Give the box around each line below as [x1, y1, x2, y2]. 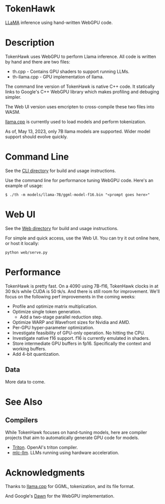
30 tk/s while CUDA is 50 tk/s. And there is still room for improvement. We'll [5, 288, 160, 294]
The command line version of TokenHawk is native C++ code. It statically [5, 83, 155, 89]
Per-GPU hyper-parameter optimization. [12, 324, 94, 330]
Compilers [5, 416, 38, 425]
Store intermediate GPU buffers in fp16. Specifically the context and [12, 340, 151, 346]
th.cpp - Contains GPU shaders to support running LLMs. [12, 68, 130, 74]
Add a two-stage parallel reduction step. [19, 314, 103, 320]
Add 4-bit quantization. [12, 351, 60, 357]
